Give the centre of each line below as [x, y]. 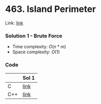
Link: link [14, 23]
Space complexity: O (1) [36, 52]
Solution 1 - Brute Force [34, 36]
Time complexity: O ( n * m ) [39, 47]
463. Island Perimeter [50, 9]
